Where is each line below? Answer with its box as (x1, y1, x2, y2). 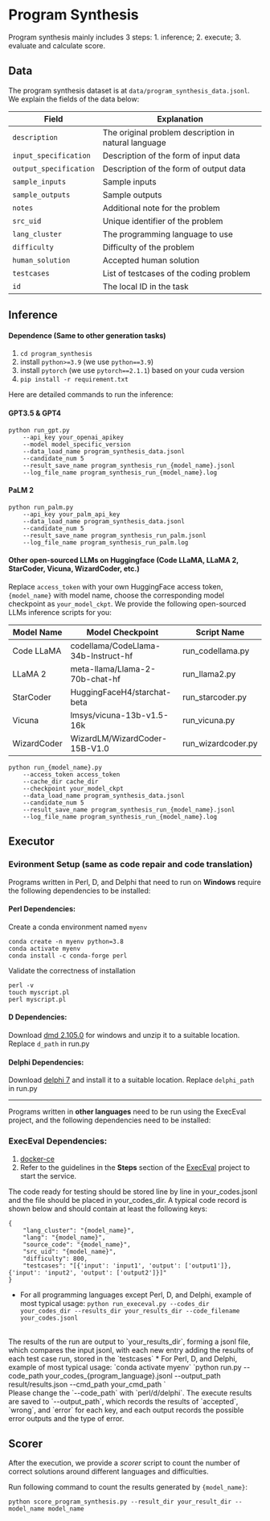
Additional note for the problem (102, 202, 221, 213)
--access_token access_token (22, 771, 121, 779)
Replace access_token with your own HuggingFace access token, (8, 581, 223, 591)
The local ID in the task (102, 280, 189, 291)
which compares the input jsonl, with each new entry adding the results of (8, 1345, 254, 1354)
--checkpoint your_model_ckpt (22, 784, 125, 792)
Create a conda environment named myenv (8, 922, 148, 932)
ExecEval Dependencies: (8, 1135, 108, 1147)
